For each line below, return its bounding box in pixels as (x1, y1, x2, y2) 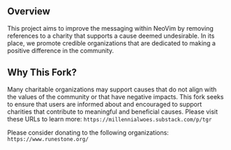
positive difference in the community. (7, 46, 114, 54)
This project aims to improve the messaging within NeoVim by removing (7, 24, 214, 32)
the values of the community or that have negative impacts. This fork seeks (7, 92, 224, 100)
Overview (7, 6, 51, 17)
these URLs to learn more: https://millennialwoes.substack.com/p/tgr (7, 114, 212, 123)
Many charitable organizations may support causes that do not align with (7, 85, 217, 93)
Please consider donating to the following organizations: (7, 128, 169, 137)
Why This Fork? (7, 66, 77, 79)
